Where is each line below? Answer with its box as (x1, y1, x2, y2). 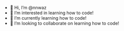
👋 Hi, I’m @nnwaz (10, 5, 47, 10)
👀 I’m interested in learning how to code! (10, 10, 94, 16)
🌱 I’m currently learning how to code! (10, 15, 87, 21)
